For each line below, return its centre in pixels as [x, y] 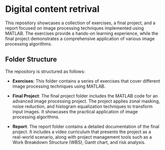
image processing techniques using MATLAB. [59, 86]
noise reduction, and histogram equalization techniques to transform [82, 106]
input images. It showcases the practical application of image [75, 111]
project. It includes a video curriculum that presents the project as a [82, 132]
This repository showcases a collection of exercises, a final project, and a [80, 23]
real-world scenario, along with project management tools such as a [82, 137]
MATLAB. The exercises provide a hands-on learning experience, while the [82, 33]
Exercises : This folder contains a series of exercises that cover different [86, 81]
